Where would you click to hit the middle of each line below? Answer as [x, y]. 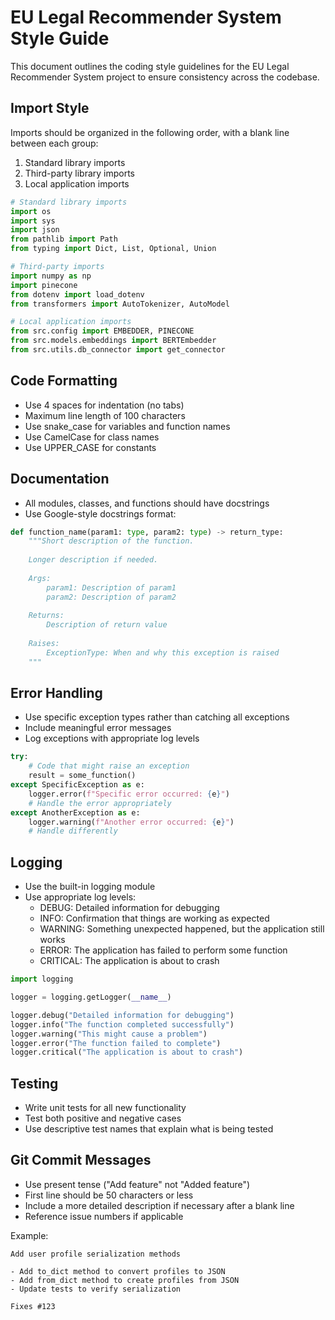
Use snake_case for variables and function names [127, 426]
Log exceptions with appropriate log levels [112, 738]
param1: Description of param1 [111, 587]
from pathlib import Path [64, 239]
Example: [29, 1235]
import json [35, 230]
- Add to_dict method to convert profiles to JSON [118, 1271]
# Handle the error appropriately [100, 803]
